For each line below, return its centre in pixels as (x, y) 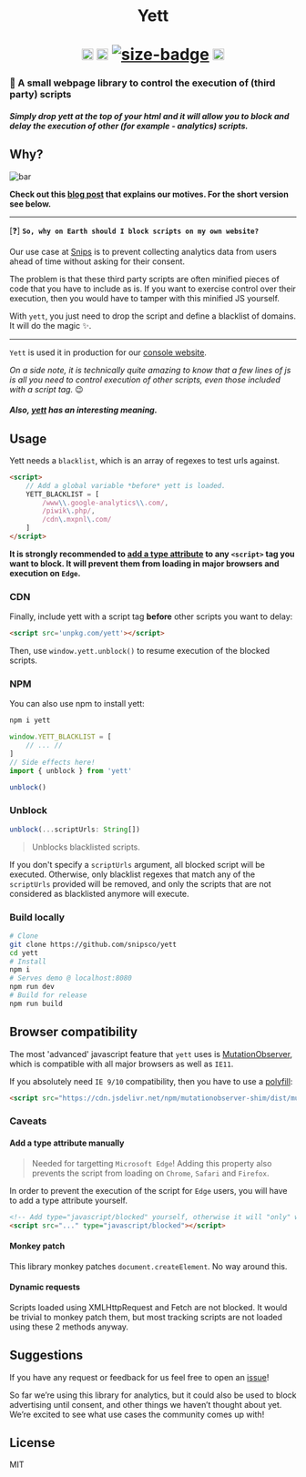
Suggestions (46, 1355)
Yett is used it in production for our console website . (108, 352)
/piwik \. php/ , (69, 511)
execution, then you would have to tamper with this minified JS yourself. (145, 298)
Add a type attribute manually (67, 1143)
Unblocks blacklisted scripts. (86, 847)
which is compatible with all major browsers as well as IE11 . (122, 1064)
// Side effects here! (52, 762)
